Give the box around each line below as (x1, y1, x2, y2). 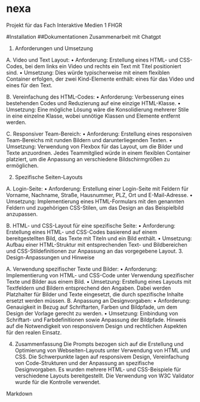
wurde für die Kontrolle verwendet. (14, 378, 101, 385)
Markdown (6, 390, 33, 397)
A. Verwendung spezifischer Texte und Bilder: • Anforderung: (6, 265, 158, 272)
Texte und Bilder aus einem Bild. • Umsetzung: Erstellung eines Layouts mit (6, 278, 192, 285)
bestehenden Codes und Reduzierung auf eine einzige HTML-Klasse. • (6, 99, 181, 106)
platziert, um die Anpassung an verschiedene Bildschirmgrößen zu (6, 155, 170, 162)
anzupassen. (6, 210, 38, 217)
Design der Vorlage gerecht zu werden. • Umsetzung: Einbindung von (6, 309, 179, 317)
